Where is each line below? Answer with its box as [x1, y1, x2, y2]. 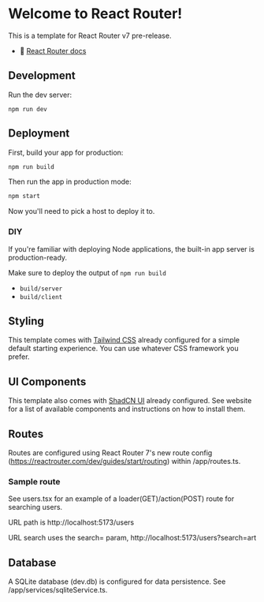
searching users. [8, 503, 63, 512]
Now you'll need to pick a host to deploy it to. [8, 207, 155, 216]
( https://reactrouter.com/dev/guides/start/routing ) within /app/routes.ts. [8, 457, 241, 466]
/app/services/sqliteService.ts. [8, 585, 108, 595]
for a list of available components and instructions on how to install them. [8, 404, 246, 414]
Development [8, 69, 76, 83]
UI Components [8, 375, 87, 388]
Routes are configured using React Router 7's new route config [8, 448, 213, 458]
